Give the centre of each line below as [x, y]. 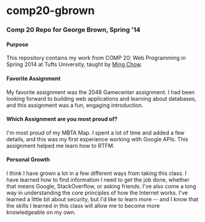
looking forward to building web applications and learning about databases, [102, 98]
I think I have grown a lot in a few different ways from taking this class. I [96, 173]
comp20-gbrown [50, 11]
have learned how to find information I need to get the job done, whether [98, 179]
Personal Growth [28, 160]
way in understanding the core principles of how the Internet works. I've [97, 193]
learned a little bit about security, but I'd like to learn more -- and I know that [102, 199]
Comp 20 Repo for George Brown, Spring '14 [73, 30]
